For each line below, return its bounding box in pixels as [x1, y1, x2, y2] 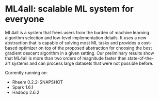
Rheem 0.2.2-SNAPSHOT [12, 79, 63, 85]
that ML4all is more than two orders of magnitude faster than [5, 55, 127, 61]
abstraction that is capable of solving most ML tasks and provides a [5, 40, 141, 45]
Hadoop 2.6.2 [12, 89, 40, 95]
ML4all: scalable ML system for [5, 3, 134, 14]
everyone [5, 14, 45, 25]
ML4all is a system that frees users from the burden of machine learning [5, 29, 149, 35]
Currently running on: [5, 70, 48, 75]
